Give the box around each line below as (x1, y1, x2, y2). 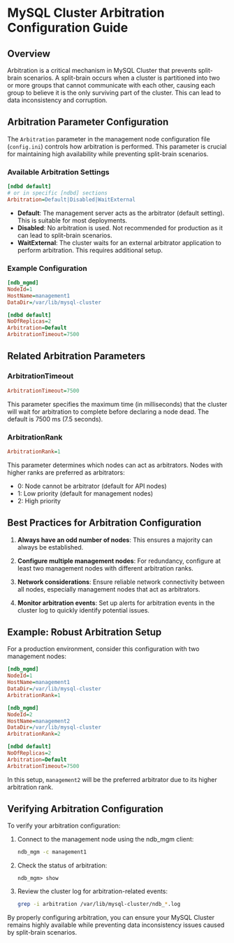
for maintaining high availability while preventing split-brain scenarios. (7, 149, 209, 158)
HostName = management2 (7, 718, 71, 725)
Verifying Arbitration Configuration (7, 803, 164, 815)
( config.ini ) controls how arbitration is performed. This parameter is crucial (7, 142, 227, 151)
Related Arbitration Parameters (7, 350, 146, 362)
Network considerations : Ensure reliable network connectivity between (17, 578, 225, 586)
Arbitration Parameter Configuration (7, 116, 169, 128)
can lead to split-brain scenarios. (17, 231, 112, 239)
